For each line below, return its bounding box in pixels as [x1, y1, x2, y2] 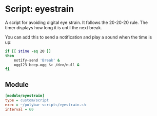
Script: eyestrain [5, 3, 74, 15]
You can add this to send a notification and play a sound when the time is [5, 34, 152, 40]
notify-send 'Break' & [14, 58, 60, 63]
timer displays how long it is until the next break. [5, 24, 102, 30]
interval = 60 [5, 107, 34, 112]
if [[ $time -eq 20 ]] [5, 49, 51, 54]
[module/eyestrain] [5, 94, 45, 98]
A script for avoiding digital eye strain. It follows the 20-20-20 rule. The [5, 19, 148, 25]
